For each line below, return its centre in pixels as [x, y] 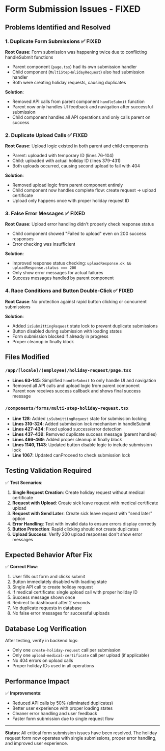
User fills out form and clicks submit [49, 577]
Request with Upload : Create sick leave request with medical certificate [85, 503]
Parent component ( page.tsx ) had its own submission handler [74, 66]
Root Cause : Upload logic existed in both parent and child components [77, 146]
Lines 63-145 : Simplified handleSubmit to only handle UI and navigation [84, 381]
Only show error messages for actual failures [58, 273]
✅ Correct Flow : [22, 567]
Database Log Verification [46, 629]
